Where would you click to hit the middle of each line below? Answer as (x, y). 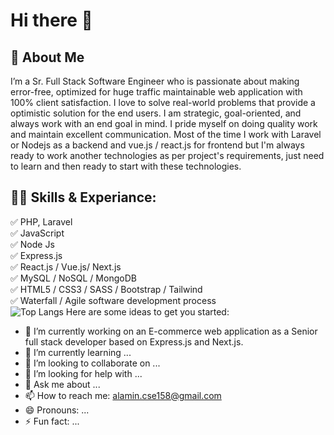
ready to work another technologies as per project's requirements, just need (167, 155)
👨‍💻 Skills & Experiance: (83, 197)
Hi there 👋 (51, 20)
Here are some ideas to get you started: (147, 311)
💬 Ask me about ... (62, 384)
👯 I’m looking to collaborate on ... (92, 363)
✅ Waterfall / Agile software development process (113, 300)
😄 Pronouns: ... (57, 410)
